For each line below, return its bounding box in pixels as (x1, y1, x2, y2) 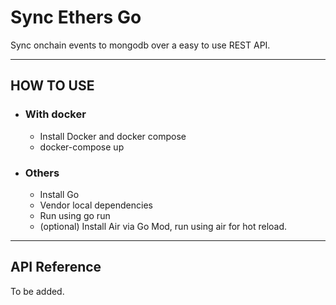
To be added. (10, 285, 65, 297)
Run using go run (39, 209, 111, 221)
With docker (24, 107, 87, 121)
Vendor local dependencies (39, 199, 153, 211)
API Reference (10, 259, 102, 276)
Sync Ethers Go (10, 6, 142, 29)
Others (24, 166, 60, 180)
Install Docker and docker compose (39, 130, 187, 142)
